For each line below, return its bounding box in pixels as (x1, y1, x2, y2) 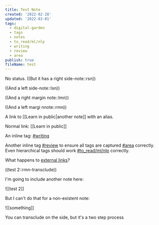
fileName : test (5, 62, 36, 67)
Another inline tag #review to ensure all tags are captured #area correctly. (5, 142, 155, 148)
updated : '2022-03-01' (5, 16, 52, 21)
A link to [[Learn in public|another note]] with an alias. (5, 114, 114, 120)
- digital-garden (9, 26, 45, 31)
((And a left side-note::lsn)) (5, 85, 60, 91)
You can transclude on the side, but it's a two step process (5, 215, 124, 221)
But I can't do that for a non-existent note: (5, 195, 90, 201)
